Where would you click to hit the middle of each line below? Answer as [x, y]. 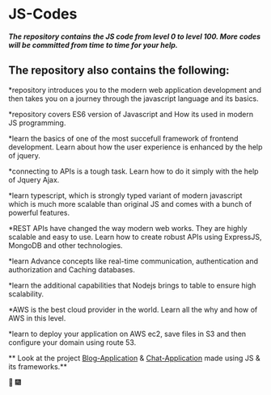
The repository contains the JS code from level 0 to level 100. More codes [135, 36]
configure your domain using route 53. [72, 342]
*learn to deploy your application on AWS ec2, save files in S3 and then [127, 334]
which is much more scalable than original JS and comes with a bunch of [130, 204]
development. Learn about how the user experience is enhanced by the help [135, 147]
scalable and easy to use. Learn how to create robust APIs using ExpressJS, [135, 237]
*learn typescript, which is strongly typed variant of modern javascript [125, 195]
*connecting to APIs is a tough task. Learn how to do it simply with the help [133, 171]
